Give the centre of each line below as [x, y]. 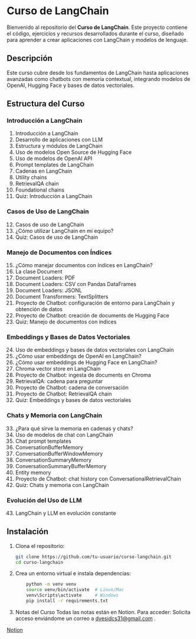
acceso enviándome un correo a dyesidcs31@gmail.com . [85, 618]
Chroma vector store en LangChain [58, 369]
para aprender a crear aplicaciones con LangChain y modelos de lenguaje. [97, 40]
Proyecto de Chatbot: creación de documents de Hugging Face [92, 316]
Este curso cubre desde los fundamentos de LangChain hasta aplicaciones [98, 73]
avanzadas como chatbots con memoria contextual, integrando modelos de [99, 79]
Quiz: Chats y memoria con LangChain [62, 485]
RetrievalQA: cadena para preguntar [59, 381]
